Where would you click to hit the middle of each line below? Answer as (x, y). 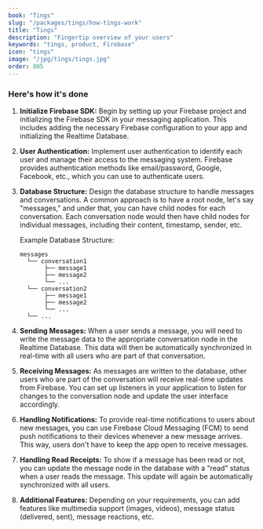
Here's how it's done (48, 93)
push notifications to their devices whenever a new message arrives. (131, 436)
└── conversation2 (57, 289)
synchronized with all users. (65, 485)
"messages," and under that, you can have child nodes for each (122, 208)
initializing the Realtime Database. (74, 136)
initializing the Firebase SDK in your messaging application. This (123, 119)
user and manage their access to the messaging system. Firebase (126, 160)
